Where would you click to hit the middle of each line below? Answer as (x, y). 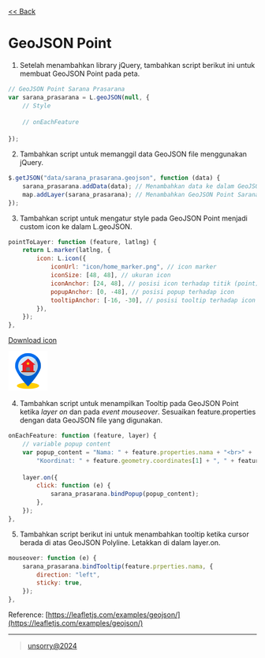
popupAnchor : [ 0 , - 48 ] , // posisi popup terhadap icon (142, 291)
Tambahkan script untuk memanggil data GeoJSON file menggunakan (133, 154)
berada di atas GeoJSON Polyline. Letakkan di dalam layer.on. (120, 542)
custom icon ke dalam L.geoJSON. (76, 226)
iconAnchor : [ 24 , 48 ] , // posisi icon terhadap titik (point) (155, 284)
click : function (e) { (74, 486)
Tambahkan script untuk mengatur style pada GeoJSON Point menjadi (134, 218)
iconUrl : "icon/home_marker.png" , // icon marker (133, 267)
